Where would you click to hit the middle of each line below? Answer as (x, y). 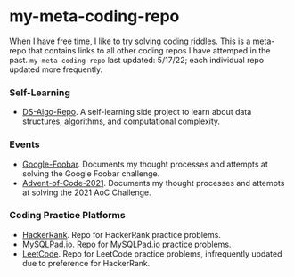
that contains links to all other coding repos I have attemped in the (149, 50)
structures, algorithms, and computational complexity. (121, 121)
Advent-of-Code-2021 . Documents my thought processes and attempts (153, 183)
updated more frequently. (56, 69)
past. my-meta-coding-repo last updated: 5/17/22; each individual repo (137, 60)
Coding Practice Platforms (68, 216)
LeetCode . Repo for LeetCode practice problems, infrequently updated (152, 253)
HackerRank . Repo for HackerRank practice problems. (121, 234)
